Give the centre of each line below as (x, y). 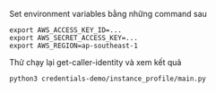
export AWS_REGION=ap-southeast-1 (74, 46)
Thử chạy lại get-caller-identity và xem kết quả (95, 62)
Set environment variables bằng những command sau (108, 14)
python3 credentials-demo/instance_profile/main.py (108, 79)
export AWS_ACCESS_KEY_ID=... (66, 30)
